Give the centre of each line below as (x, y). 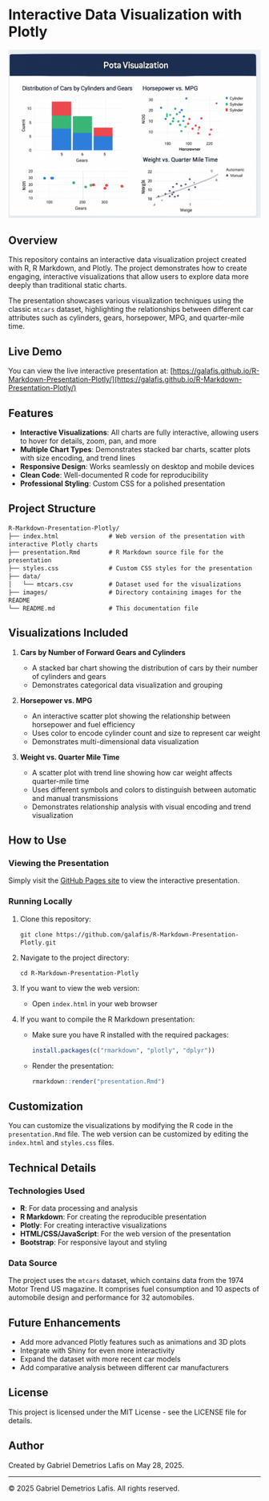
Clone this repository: (55, 919)
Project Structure (52, 509)
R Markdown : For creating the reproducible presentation (113, 1216)
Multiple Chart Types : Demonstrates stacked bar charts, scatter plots (135, 450)
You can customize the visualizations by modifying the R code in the (121, 1126)
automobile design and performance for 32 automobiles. (101, 1297)
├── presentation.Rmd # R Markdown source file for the (116, 552)
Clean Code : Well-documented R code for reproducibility (114, 475)
